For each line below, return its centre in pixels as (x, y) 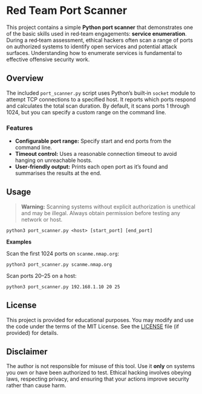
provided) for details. (32, 332)
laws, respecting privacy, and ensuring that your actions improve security (98, 379)
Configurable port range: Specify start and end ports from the (93, 141)
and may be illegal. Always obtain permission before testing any (100, 213)
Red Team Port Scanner (67, 11)
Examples (19, 242)
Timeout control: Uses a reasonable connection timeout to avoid (96, 154)
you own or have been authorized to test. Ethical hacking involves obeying (99, 373)
